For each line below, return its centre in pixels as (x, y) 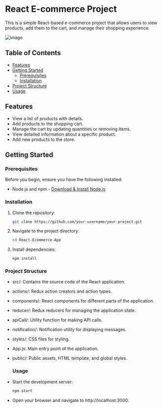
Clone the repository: (34, 212)
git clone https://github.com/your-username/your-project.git (77, 222)
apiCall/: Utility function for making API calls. (57, 320)
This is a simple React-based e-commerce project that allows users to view (81, 23)
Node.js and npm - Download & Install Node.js (59, 189)
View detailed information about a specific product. (64, 134)
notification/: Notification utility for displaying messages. (69, 330)
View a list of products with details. (48, 118)
